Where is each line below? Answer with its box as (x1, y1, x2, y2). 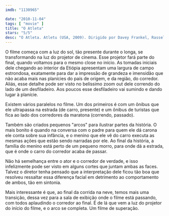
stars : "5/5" (5, 31, 33, 36)
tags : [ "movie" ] (5, 21, 44, 26)
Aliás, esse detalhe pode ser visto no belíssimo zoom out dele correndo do (5, 81, 160, 87)
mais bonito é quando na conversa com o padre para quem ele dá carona (5, 127, 157, 133)
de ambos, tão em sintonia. (5, 179, 61, 185)
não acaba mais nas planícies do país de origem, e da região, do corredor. (5, 76, 159, 81)
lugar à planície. (5, 91, 39, 97)
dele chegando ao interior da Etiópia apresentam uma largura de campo (5, 65, 154, 71)
